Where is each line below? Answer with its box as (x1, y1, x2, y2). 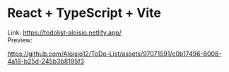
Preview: (7, 35, 33, 44)
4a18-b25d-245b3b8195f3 (7, 56, 85, 65)
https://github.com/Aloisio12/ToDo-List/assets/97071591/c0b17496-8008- (7, 49, 222, 58)
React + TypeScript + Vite (7, 5, 161, 21)
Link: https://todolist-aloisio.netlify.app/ (7, 28, 122, 37)
